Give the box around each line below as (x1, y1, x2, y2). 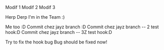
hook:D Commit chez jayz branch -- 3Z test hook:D (5, 29, 113, 35)
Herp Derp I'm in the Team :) (5, 14, 65, 20)
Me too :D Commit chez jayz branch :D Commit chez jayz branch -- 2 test (5, 24, 159, 30)
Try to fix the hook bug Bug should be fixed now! (5, 39, 108, 45)
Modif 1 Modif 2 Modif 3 (5, 5, 56, 10)
